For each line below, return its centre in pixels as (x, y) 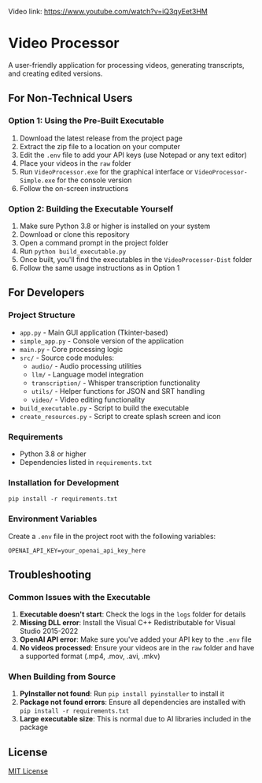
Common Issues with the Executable (79, 597)
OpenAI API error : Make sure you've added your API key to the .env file (135, 639)
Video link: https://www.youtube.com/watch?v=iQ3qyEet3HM (108, 11)
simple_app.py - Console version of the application (101, 341)
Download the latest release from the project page (101, 138)
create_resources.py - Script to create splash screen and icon (120, 416)
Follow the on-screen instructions (74, 188)
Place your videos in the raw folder (75, 163)
